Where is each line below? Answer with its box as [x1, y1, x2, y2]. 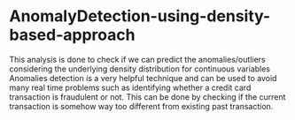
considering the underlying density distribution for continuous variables [9, 64, 271, 74]
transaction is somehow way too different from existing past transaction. [9, 101, 274, 111]
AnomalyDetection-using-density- [9, 6, 271, 26]
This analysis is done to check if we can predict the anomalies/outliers [9, 54, 266, 64]
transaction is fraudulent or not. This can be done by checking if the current [9, 91, 286, 102]
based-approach [9, 25, 136, 45]
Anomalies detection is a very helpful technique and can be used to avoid [9, 72, 277, 83]
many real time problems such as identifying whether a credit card [9, 82, 252, 93]
